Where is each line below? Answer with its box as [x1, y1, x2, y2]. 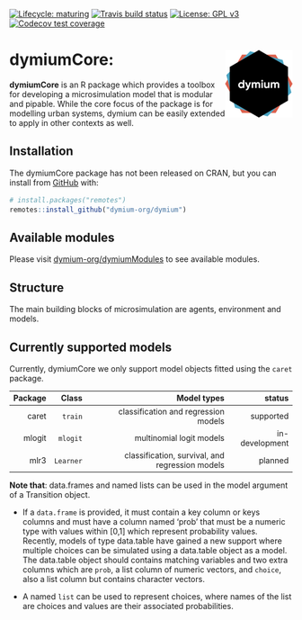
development [240, 437, 289, 448]
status [264, 392, 289, 404]
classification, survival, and [124, 450, 225, 461]
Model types [176, 392, 225, 404]
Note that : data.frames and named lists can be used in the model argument [9, 480, 289, 490]
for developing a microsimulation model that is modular [9, 88, 213, 99]
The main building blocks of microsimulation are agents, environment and [9, 304, 281, 315]
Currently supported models [9, 339, 173, 355]
